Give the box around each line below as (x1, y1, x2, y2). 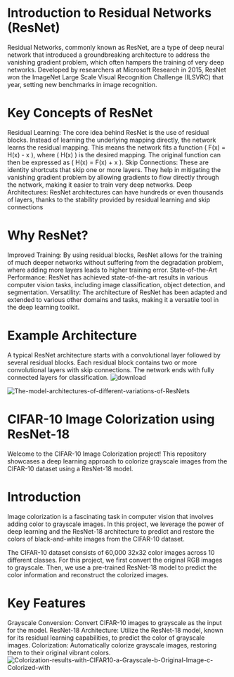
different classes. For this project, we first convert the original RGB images (7, 556, 223, 564)
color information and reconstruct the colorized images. (7, 570, 169, 579)
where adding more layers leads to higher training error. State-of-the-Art (7, 265, 218, 274)
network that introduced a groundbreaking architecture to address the (7, 51, 210, 59)
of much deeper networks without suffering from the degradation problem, (7, 258, 223, 266)
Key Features (7, 595, 86, 611)
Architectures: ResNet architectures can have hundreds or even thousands (7, 188, 223, 196)
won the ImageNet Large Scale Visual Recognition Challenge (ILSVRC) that (7, 72, 223, 81)
